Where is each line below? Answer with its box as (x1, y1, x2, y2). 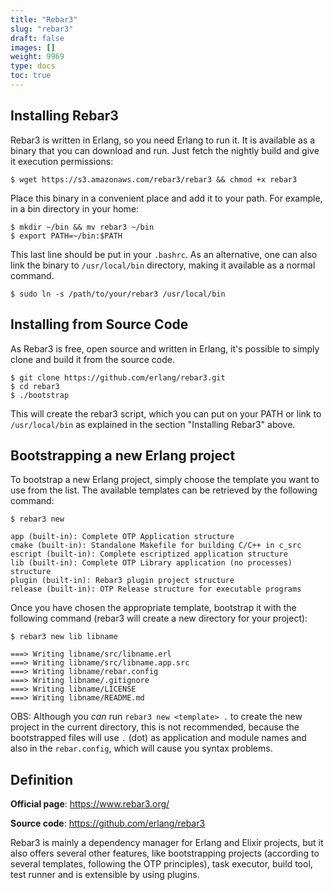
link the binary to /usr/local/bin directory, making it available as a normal (10, 259, 316, 271)
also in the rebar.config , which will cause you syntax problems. (10, 742, 273, 755)
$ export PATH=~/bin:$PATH (10, 231, 123, 241)
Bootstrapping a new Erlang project (10, 447, 236, 464)
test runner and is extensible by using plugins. (10, 869, 200, 881)
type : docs (10, 61, 56, 71)
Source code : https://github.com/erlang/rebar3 (10, 817, 206, 830)
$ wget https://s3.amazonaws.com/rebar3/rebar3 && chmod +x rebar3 (10, 174, 298, 185)
